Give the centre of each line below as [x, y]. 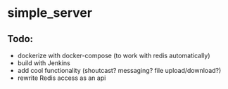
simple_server [50, 13]
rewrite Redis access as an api [62, 78]
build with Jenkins [44, 63]
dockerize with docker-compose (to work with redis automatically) [114, 55]
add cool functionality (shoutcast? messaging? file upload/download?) [119, 70]
